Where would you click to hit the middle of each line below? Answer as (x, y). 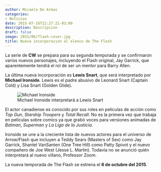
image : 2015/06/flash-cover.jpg (38, 37)
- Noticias (16, 19)
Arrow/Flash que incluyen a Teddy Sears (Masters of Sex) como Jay (73, 139)
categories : (17, 14)
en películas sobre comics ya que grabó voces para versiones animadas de (81, 119)
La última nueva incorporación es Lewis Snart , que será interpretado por (78, 75)
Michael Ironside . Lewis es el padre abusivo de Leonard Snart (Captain (77, 80)
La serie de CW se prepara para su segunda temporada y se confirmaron (79, 55)
